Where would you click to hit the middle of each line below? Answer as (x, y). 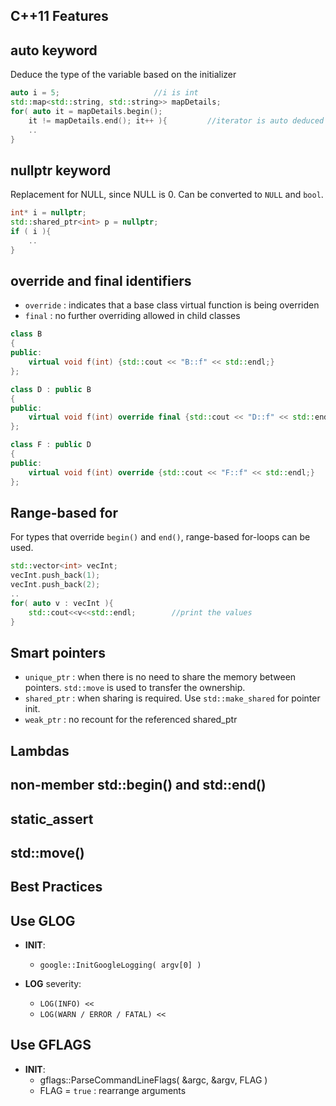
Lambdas (40, 750)
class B (26, 334)
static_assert (52, 819)
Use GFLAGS (51, 1045)
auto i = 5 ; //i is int (104, 93)
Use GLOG (43, 920)
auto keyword (54, 50)
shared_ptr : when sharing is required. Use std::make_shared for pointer (172, 698)
